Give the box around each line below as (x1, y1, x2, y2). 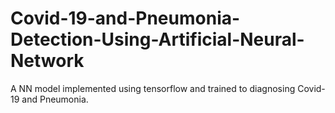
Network (10, 50, 85, 72)
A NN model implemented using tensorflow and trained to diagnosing (10, 82, 296, 94)
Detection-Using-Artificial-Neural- (10, 28, 305, 51)
